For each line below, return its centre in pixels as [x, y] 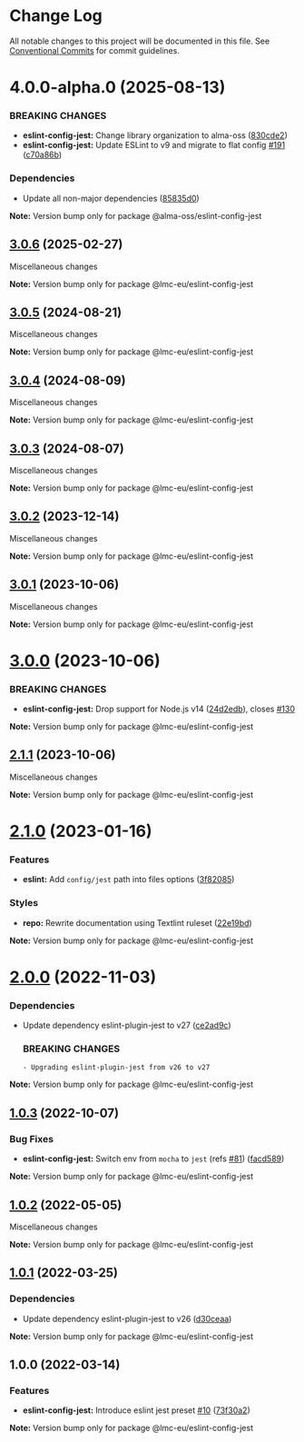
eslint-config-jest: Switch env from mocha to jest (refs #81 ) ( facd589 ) [153, 1159]
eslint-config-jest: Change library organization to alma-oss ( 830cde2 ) [155, 135]
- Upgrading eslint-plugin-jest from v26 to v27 [116, 1068]
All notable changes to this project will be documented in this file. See [140, 41]
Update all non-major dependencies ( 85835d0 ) [111, 198]
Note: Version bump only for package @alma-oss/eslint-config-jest [136, 215]
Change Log [56, 16]
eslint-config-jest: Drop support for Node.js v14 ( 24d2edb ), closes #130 [158, 709]
